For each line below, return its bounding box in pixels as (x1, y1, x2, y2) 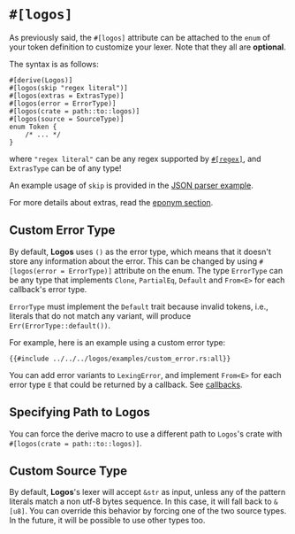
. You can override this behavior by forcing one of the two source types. (25, 506, 287, 516)
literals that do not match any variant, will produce (9, 310, 192, 321)
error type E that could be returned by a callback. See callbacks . (9, 379, 243, 390)
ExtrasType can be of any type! (9, 162, 122, 174)
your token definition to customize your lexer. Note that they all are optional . (9, 42, 287, 52)
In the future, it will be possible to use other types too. (9, 515, 206, 526)
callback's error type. (9, 283, 87, 294)
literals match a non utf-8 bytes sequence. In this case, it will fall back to (9, 496, 272, 507)
